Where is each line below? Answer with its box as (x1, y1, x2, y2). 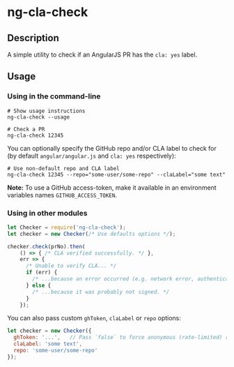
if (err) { (25, 269, 58, 276)
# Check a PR (7, 126, 45, 133)
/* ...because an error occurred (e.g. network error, (32, 276, 195, 283)
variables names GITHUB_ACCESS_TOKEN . (7, 190, 117, 199)
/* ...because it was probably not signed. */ (32, 288, 170, 295)
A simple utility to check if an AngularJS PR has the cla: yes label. (7, 50, 198, 59)
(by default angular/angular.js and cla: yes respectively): (7, 151, 176, 160)
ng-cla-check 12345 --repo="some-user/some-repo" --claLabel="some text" (7, 171, 226, 178)
